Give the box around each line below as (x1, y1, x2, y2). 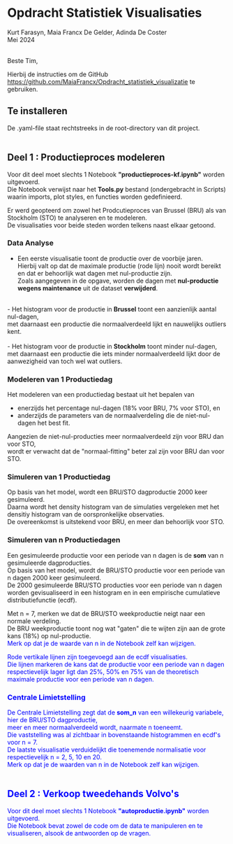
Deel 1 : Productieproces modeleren (7, 152, 165, 164)
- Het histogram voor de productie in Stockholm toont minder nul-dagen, (7, 342, 218, 351)
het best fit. (37, 419, 70, 428)
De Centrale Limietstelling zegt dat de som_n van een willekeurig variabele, (7, 708, 224, 717)
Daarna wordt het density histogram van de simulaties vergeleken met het (7, 502, 220, 512)
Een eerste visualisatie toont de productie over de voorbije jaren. (17, 254, 204, 262)
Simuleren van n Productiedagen (7, 535, 121, 545)
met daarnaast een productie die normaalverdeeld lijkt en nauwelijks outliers (7, 320, 227, 328)
